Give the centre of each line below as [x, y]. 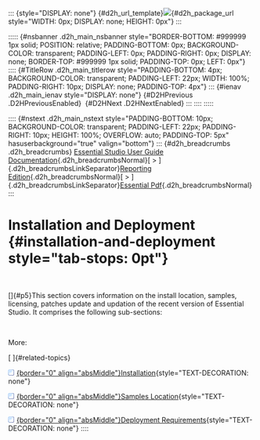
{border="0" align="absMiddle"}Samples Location [97, 396]
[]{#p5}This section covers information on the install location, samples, [123, 295]
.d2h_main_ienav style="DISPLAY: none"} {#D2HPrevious [101, 95]
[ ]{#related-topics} [40, 358]
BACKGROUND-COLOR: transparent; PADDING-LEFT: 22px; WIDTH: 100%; [129, 78]
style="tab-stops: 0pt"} [88, 258]
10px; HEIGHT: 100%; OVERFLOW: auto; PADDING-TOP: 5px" [131, 135]
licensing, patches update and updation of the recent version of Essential [126, 304]
